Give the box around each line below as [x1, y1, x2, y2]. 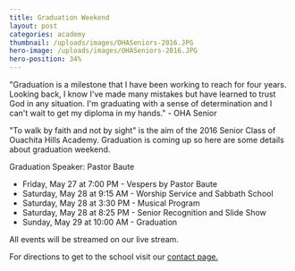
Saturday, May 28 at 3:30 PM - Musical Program [21, 198, 200, 208]
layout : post [9, 21, 58, 30]
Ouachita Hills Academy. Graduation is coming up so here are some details [9, 135, 284, 145]
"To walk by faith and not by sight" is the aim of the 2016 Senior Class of [9, 125, 276, 135]
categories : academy [9, 30, 87, 38]
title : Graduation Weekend [9, 13, 110, 22]
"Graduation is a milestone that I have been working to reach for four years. [9, 80, 287, 89]
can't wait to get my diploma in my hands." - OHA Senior [9, 108, 217, 118]
